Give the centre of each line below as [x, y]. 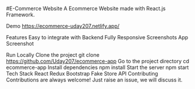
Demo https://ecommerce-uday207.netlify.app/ [63, 26]
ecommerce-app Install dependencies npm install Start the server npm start [97, 67]
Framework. [20, 15]
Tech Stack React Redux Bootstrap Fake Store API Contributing [82, 73]
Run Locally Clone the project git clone [53, 55]
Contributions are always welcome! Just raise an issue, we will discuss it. [94, 80]
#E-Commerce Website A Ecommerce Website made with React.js [86, 8]
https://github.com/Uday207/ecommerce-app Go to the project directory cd [97, 61]
